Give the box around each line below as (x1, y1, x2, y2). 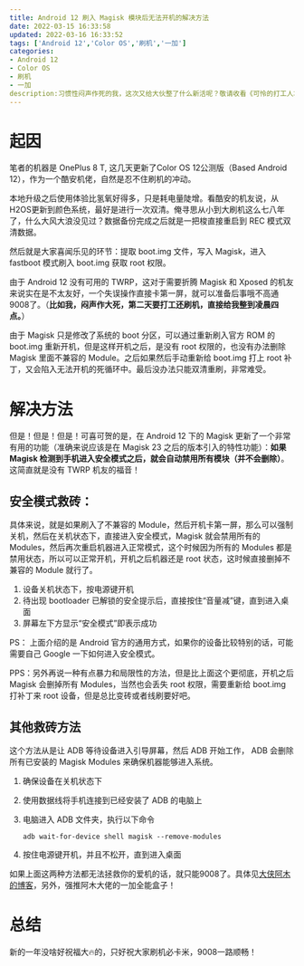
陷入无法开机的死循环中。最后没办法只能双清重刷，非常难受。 (40, 364, 271, 375)
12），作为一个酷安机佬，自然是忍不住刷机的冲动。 (9, 174, 196, 185)
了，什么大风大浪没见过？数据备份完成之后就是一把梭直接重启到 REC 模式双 (9, 215, 291, 226)
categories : (9, 47, 54, 56)
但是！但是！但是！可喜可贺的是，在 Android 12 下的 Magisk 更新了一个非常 (9, 431, 291, 442)
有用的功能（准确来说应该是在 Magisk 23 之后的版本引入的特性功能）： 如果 (9, 442, 287, 453)
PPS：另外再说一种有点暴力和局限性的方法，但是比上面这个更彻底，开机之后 (9, 667, 294, 679)
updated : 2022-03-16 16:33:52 (9, 30, 124, 39)
